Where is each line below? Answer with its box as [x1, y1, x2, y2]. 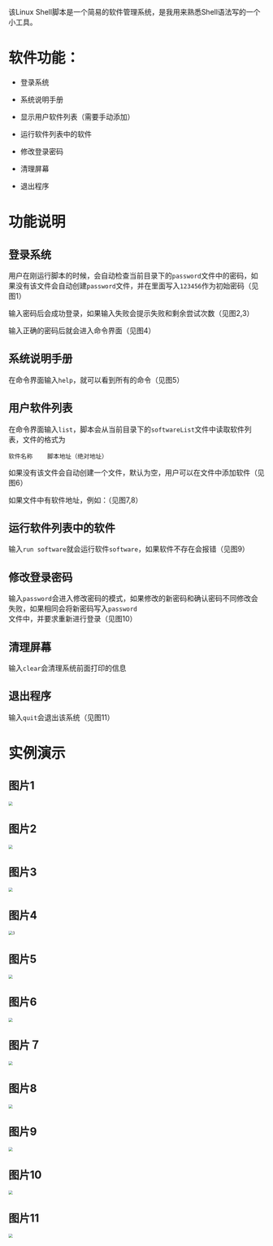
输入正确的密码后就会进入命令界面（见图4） [8, 325, 156, 336]
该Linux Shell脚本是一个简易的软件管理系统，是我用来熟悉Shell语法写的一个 [8, 7, 261, 16]
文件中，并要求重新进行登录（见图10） [8, 614, 137, 624]
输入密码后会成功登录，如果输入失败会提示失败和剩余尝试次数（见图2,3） [8, 308, 254, 318]
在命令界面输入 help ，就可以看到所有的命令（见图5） [8, 375, 184, 384]
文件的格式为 [22, 434, 66, 444]
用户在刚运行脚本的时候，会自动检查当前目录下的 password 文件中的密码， [8, 270, 252, 280]
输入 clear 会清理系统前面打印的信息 [8, 663, 127, 673]
